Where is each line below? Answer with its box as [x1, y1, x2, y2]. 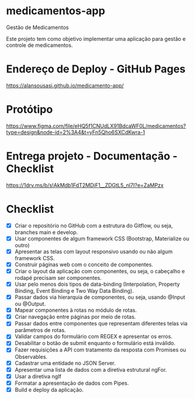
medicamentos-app [6, 4, 105, 18]
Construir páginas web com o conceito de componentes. [14, 261, 154, 268]
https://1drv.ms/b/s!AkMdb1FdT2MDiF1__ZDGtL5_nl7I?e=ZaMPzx [6, 181, 164, 189]
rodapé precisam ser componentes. [14, 274, 102, 281]
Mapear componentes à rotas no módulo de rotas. [14, 307, 137, 314]
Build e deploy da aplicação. [14, 386, 84, 393]
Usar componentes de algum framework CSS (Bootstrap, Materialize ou [14, 235, 190, 242]
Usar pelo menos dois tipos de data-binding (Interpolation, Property [14, 280, 180, 288]
